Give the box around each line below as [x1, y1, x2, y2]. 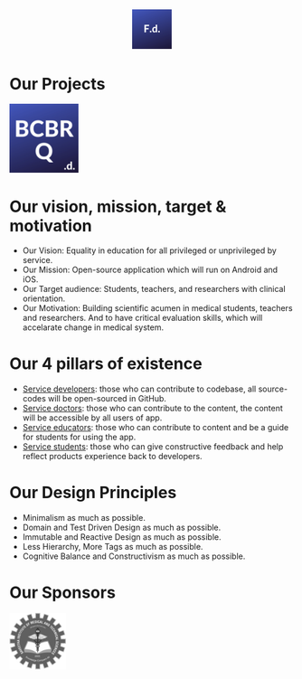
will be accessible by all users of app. [22, 412, 163, 423]
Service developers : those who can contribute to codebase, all [22, 383, 257, 394]
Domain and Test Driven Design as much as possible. [22, 522, 222, 533]
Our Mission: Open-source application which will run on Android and [22, 264, 278, 276]
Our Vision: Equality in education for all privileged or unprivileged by [22, 245, 278, 256]
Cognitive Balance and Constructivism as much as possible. [22, 551, 246, 561]
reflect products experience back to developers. [22, 451, 203, 462]
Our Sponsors [9, 582, 116, 603]
